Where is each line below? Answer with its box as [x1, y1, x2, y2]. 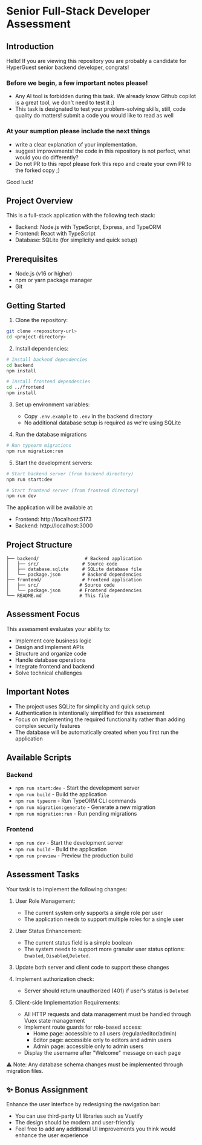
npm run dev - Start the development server [15, 839, 124, 846]
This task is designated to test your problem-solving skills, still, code [15, 105, 186, 113]
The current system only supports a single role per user [24, 909, 163, 916]
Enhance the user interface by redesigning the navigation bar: [6, 1101, 160, 1108]
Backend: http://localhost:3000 [15, 522, 93, 529]
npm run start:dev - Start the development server [15, 784, 140, 791]
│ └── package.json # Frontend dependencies [6, 587, 142, 594]
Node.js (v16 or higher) [15, 270, 73, 277]
